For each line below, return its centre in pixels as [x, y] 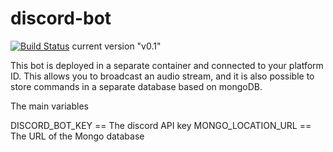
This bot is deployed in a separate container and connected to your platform [167, 65]
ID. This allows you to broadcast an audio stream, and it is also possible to [162, 76]
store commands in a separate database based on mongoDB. [136, 86]
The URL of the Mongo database [77, 136]
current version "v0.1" [116, 46]
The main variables [49, 106]
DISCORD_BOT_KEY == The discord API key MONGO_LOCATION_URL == [161, 125]
